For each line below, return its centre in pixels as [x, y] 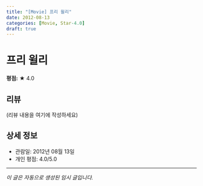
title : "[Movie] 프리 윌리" [39, 12]
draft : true [21, 29]
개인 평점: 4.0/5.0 [36, 159]
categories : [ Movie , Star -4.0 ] [46, 23]
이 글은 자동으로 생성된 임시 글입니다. [50, 177]
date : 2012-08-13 [28, 18]
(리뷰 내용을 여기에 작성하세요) [42, 115]
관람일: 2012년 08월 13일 [45, 151]
